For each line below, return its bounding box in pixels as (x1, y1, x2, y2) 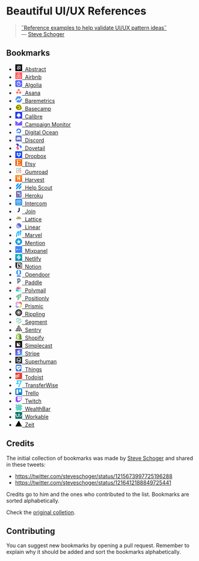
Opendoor (25, 271, 51, 278)
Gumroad (25, 168, 48, 175)
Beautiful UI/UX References (6, 4, 147, 18)
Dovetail (25, 144, 45, 152)
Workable (25, 413, 49, 420)
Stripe (25, 350, 40, 357)
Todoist (25, 373, 44, 380)
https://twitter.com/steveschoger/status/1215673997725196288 (14, 473, 173, 480)
